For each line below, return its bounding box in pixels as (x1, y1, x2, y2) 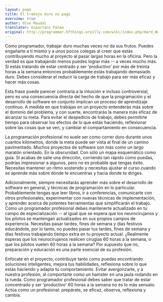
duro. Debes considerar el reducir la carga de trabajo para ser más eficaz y (5, 74, 155, 80)
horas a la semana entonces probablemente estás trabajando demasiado (5, 69, 151, 74)
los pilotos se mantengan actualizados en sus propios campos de (5, 216, 136, 221)
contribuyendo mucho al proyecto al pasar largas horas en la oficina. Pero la (5, 53, 158, 59)
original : (5, 30, 25, 34)
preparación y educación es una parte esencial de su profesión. (5, 247, 132, 252)
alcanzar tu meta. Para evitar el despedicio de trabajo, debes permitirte (5, 115, 147, 120)
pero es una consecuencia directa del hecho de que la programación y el (5, 94, 151, 100)
